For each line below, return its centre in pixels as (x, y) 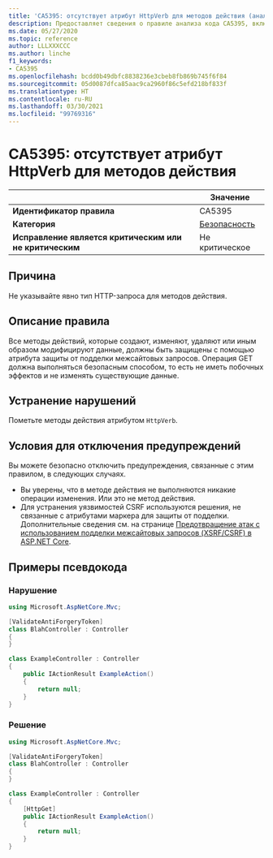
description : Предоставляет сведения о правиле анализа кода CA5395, (129, 24)
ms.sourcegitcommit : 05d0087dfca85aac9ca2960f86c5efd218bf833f (118, 84)
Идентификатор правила (64, 210)
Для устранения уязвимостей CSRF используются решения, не (130, 507)
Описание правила (59, 321)
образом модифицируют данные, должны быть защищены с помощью (131, 349)
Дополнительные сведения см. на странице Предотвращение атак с (140, 524)
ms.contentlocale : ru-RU (50, 99)
